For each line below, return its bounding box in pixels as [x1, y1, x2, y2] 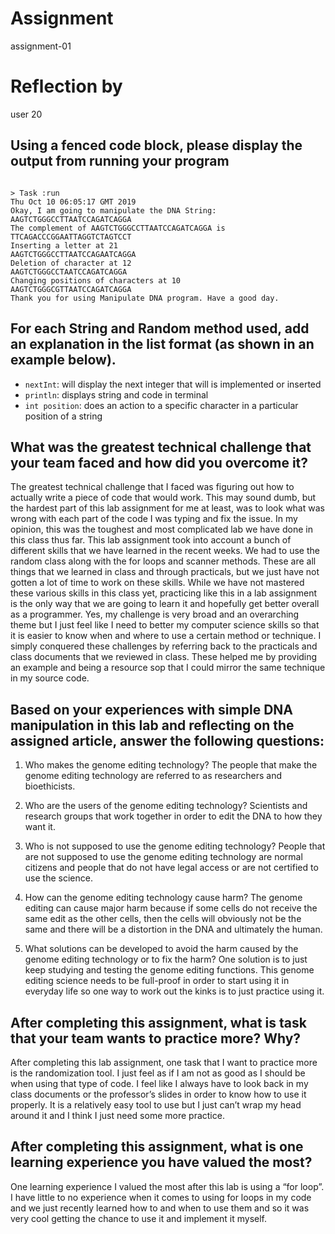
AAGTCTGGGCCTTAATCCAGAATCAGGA [10, 249, 137, 259]
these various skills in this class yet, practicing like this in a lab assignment [10, 587, 317, 599]
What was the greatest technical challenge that [10, 438, 312, 456]
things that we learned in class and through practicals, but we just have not [10, 566, 320, 578]
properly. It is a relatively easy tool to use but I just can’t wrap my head [10, 1098, 302, 1111]
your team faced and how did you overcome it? [10, 454, 309, 471]
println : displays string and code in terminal [24, 388, 209, 401]
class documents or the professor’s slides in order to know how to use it [10, 1088, 307, 1100]
